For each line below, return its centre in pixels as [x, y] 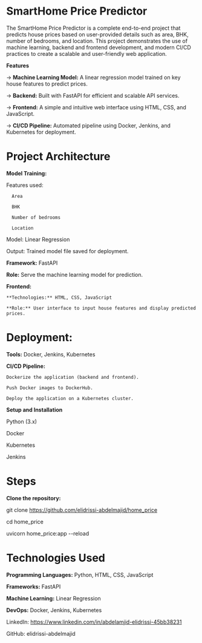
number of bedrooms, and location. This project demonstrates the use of [97, 41]
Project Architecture [58, 157]
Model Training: [27, 173]
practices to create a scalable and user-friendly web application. [87, 53]
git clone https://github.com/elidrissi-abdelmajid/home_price [82, 510]
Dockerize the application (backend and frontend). [73, 377]
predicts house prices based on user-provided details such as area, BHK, [97, 34]
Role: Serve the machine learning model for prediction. [75, 274]
